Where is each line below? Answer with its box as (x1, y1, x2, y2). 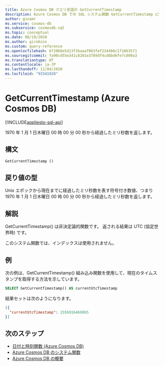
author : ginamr (5, 16, 36, 21)
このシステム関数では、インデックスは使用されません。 (5, 240, 117, 246)
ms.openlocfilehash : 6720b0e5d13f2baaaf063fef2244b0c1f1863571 (5, 48, 137, 53)
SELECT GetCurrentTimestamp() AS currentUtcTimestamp (5, 286, 118, 291)
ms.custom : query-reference (5, 44, 63, 49)
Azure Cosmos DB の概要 (12, 356, 64, 362)
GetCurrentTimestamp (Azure (5, 93, 130, 104)
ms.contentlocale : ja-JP (5, 62, 56, 67)
